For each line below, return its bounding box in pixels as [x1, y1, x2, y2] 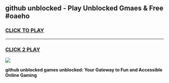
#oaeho [5, 12, 30, 21]
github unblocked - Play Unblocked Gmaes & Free [5, 4, 163, 13]
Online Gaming [5, 72, 37, 78]
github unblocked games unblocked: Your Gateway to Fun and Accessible [5, 66, 162, 72]
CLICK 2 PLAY [5, 46, 40, 53]
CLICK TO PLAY [5, 27, 44, 34]
